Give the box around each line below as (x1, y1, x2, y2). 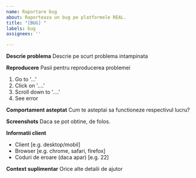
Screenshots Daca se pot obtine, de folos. (6, 118, 111, 125)
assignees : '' (6, 31, 42, 37)
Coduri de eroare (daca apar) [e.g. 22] (14, 154, 109, 161)
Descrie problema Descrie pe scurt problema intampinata (6, 53, 148, 60)
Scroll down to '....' (14, 88, 61, 96)
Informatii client (6, 130, 46, 137)
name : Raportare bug (6, 8, 58, 15)
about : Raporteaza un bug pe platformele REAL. (6, 14, 127, 20)
